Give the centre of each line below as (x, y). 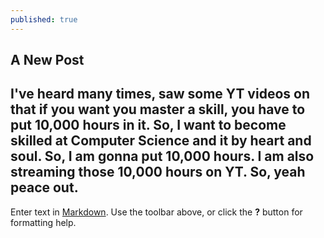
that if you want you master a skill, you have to (158, 109)
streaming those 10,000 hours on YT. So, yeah (158, 172)
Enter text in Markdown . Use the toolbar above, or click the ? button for (156, 212)
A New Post (47, 60)
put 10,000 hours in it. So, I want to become (148, 125)
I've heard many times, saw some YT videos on (160, 94)
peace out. (44, 187)
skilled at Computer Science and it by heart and (161, 141)
